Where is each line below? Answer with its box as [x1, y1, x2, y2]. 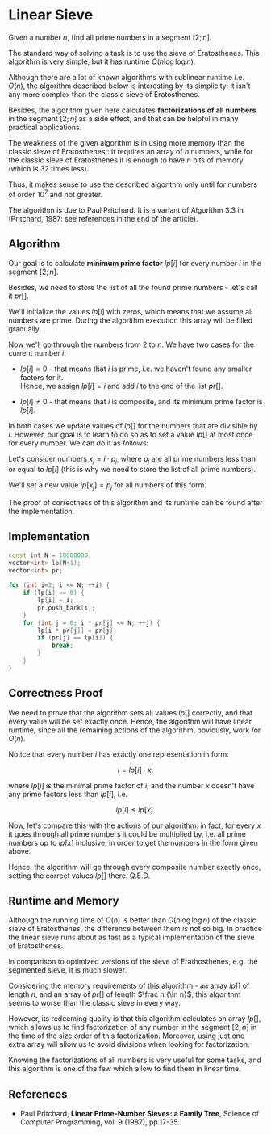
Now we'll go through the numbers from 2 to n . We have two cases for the [8, 340, 255, 349]
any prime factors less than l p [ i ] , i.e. [8, 789, 128, 799]
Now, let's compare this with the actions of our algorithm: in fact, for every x [8, 821, 261, 830]
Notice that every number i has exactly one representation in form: [8, 749, 230, 759]
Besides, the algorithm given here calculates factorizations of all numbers [8, 105, 256, 115]
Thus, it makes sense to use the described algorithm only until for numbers [8, 179, 258, 189]
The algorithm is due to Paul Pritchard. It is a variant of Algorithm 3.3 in [8, 205, 244, 215]
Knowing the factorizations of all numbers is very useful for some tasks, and [8, 1055, 262, 1065]
